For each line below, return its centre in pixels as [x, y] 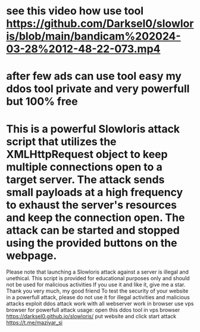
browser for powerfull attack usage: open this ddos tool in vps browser [93, 310]
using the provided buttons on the [92, 243]
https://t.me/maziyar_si [34, 322]
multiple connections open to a [84, 167]
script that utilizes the [62, 142]
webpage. [32, 255]
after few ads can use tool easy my [94, 76]
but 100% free [42, 102]
